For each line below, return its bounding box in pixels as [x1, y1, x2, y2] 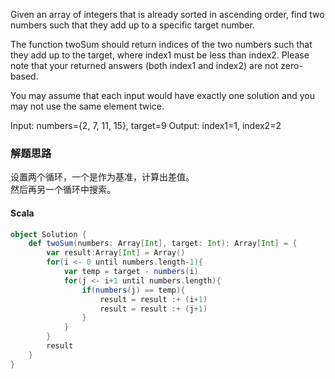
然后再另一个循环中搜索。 [10, 184, 116, 196]
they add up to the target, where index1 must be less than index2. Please [10, 49, 310, 61]
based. [10, 70, 39, 82]
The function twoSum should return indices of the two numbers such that [10, 39, 313, 50]
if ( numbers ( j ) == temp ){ [81, 285, 186, 295]
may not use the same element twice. [10, 100, 165, 112]
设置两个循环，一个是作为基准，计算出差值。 [10, 171, 195, 183]
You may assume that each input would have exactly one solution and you [10, 90, 315, 101]
